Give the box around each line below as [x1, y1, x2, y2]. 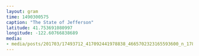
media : [6, 36, 23, 41]
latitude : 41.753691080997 [6, 24, 73, 31]
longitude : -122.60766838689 [6, 30, 78, 36]
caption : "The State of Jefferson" [6, 19, 94, 25]
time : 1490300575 [6, 14, 49, 20]
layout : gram [6, 8, 38, 15]
